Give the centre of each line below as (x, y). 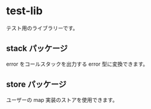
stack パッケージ (37, 49)
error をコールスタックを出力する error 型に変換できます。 (77, 64)
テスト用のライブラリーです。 (42, 28)
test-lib (25, 11)
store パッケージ (36, 84)
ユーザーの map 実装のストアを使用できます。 (62, 100)
